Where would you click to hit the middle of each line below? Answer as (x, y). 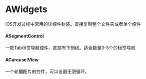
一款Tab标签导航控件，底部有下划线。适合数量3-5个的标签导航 (70, 48)
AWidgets (27, 9)
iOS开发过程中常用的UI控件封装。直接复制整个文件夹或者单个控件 (73, 24)
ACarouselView (22, 60)
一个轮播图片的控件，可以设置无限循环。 (47, 71)
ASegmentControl (25, 36)
